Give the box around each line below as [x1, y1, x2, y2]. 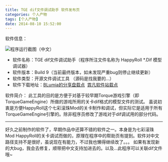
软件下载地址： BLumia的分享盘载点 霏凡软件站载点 [12, 82, 118, 88]
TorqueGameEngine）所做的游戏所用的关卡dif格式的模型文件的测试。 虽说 [5, 98, 158, 105]
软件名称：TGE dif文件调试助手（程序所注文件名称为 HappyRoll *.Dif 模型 [12, 57, 162, 63]
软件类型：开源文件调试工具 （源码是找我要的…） [12, 75, 114, 81]
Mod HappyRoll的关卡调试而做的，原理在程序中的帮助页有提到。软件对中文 [5, 133, 159, 139]
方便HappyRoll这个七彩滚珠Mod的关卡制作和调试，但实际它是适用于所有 [13, 105, 162, 111]
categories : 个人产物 [5, 12, 47, 17]
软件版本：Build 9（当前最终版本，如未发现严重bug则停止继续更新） [12, 69, 153, 75]
